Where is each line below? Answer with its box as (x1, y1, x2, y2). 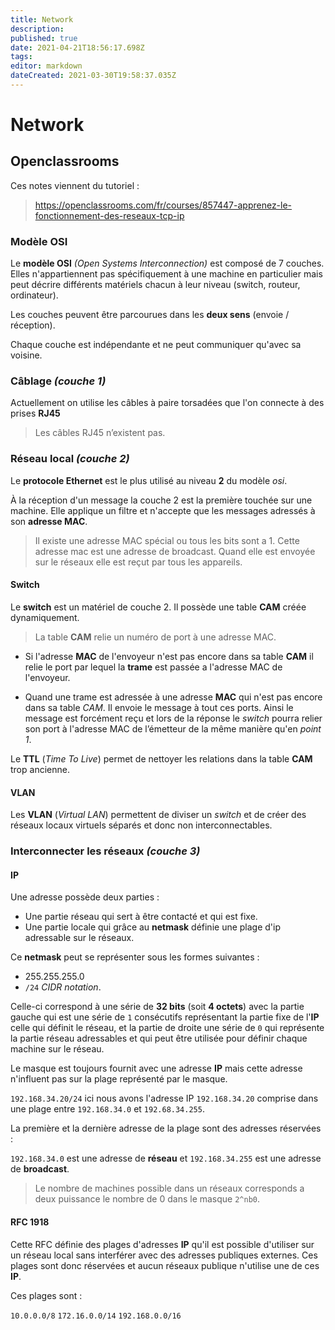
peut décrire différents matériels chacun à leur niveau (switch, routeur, (10, 279, 301, 291)
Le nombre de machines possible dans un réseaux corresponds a (34, 1182, 305, 1195)
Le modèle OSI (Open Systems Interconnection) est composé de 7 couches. (10, 257, 325, 270)
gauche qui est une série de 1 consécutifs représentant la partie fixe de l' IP (10, 1011, 320, 1023)
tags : (10, 52, 33, 62)
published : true (10, 33, 78, 43)
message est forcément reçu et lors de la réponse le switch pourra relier (24, 712, 323, 724)
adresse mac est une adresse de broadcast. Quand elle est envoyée (34, 545, 316, 557)
